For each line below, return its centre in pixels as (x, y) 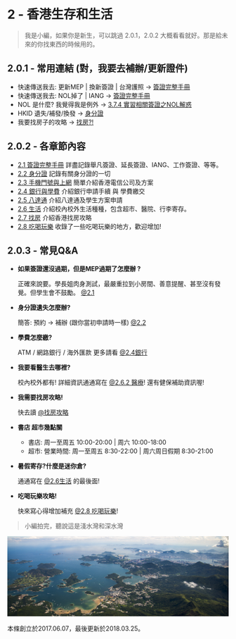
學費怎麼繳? (35, 337)
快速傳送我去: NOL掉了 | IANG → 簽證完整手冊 (84, 95)
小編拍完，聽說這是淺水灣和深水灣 (74, 526)
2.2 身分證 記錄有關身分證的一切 (64, 173)
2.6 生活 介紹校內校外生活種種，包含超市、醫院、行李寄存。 (104, 209)
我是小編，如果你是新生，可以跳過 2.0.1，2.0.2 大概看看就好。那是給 (123, 35)
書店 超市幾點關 (40, 428)
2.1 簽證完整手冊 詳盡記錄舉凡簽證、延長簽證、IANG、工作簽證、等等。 (120, 165)
